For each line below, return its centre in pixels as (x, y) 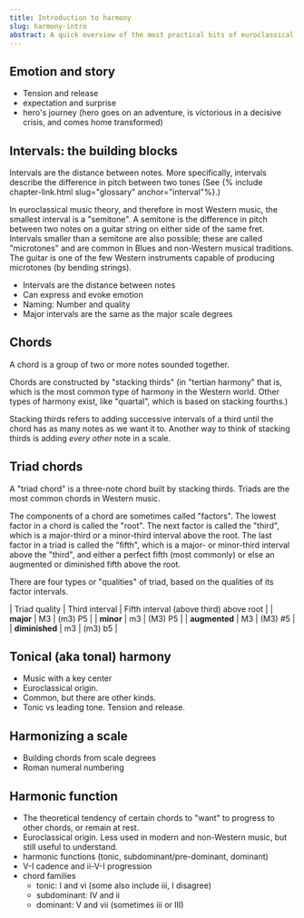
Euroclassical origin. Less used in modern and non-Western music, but (155, 837)
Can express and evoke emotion (83, 295)
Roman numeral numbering (73, 767)
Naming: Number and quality (76, 304)
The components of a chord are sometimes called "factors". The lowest (143, 516)
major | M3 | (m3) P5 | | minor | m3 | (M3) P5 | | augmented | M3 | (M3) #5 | (152, 618)
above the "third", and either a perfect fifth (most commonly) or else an (142, 554)
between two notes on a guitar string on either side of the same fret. (137, 229)
